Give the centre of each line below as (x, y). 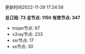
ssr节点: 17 (23, 40)
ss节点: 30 (23, 46)
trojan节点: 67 (26, 28)
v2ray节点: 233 (27, 34)
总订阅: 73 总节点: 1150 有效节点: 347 (43, 18)
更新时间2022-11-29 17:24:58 (34, 7)
